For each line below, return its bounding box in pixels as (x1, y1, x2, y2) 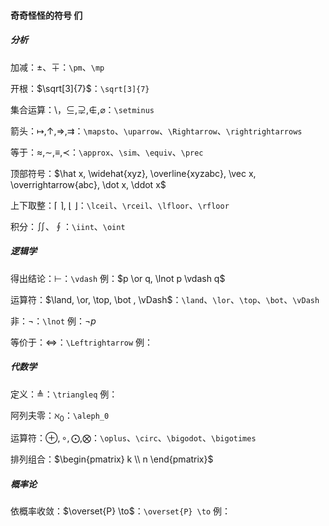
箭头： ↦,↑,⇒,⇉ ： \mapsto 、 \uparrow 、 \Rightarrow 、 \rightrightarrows (10, 125, 303, 137)
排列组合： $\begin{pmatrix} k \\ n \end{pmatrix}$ (10, 453, 214, 465)
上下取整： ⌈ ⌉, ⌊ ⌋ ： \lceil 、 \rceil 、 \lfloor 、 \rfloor (10, 199, 230, 211)
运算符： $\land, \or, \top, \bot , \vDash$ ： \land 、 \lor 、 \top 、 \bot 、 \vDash (10, 293, 320, 305)
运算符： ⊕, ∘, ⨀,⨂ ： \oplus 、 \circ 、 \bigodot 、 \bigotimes (10, 432, 257, 444)
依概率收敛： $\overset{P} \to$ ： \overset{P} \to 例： (10, 505, 232, 517)
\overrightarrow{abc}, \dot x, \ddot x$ (10, 178, 167, 190)
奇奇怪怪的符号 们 (10, 9, 83, 21)
